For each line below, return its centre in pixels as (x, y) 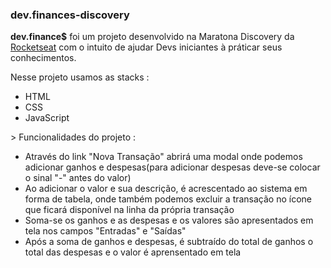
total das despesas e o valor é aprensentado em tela (133, 252)
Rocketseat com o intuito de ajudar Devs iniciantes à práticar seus (146, 47)
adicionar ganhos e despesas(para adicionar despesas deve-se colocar (172, 167)
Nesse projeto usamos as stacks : (80, 77)
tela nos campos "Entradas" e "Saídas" (105, 231)
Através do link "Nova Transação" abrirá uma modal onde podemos (163, 157)
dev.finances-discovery (70, 15)
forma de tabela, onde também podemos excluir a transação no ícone (168, 199)
